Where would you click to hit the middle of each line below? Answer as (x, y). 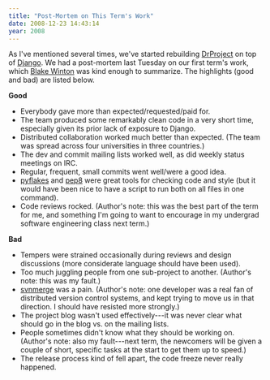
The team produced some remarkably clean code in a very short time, (137, 120)
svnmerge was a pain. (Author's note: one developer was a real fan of (137, 290)
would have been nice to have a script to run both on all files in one (132, 189)
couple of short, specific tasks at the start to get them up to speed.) (133, 350)
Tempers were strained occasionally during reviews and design (126, 255)
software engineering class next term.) (85, 223)
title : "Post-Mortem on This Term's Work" (81, 16)
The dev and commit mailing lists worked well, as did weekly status (132, 154)
